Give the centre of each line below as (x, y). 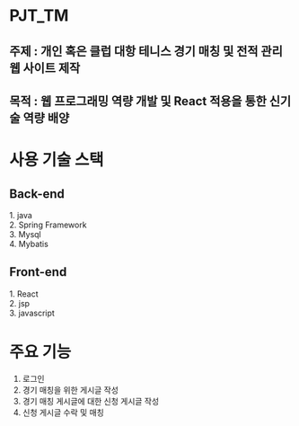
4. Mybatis (29, 244)
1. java (21, 215)
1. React (24, 294)
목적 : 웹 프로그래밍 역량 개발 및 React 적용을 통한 (138, 101)
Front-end (38, 272)
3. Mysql (26, 234)
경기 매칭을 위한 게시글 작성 (70, 390)
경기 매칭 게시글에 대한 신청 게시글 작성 (91, 401)
